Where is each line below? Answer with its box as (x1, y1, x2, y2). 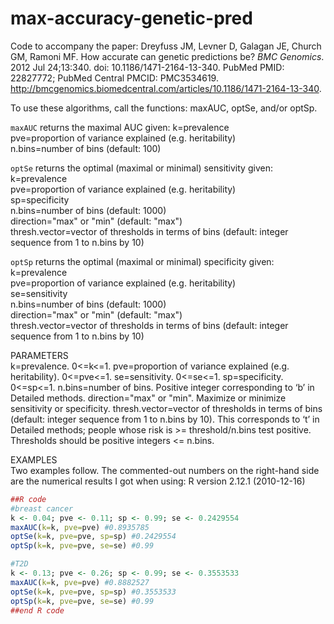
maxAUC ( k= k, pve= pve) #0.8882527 (10, 577, 150, 587)
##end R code (10, 605, 65, 616)
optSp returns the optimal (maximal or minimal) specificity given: (10, 255, 275, 267)
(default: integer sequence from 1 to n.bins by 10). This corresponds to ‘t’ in (10, 413, 320, 425)
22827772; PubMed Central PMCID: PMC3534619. (10, 72, 219, 84)
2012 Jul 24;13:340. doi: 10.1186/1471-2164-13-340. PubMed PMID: (10, 61, 285, 73)
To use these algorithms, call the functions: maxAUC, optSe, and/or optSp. (10, 102, 318, 114)
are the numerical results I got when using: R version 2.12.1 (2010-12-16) (10, 475, 306, 487)
